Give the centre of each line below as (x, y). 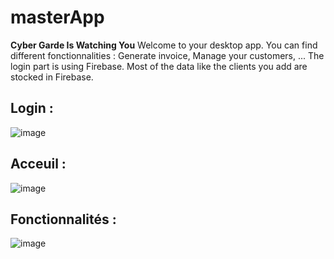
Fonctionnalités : (63, 219)
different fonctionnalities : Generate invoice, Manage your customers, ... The (167, 55)
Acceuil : (38, 164)
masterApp (57, 17)
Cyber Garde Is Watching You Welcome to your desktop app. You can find (164, 45)
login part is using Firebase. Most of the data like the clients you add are (159, 66)
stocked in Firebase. (52, 77)
